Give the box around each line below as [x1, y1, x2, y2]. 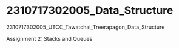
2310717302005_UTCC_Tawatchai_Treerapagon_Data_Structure [6, 23, 165, 31]
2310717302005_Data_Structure [6, 4, 174, 17]
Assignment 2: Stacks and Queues [6, 35, 93, 42]
